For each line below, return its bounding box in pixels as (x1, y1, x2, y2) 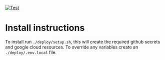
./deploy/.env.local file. (5, 49, 57, 55)
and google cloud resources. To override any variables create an (5, 44, 138, 50)
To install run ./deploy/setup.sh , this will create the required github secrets (5, 38, 160, 44)
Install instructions (5, 22, 85, 33)
